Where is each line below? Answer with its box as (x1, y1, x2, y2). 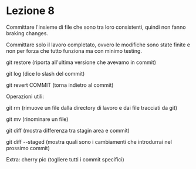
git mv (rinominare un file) (6, 116, 69, 123)
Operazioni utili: (6, 93, 44, 100)
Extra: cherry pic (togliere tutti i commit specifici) (6, 156, 124, 163)
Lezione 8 (6, 4, 55, 18)
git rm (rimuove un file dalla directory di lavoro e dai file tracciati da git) (6, 104, 178, 111)
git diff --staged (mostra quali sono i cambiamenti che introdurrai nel (6, 138, 172, 145)
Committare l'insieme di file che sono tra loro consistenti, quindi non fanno (6, 23, 186, 31)
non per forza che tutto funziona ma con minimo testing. (6, 47, 143, 54)
